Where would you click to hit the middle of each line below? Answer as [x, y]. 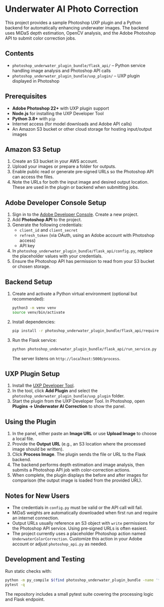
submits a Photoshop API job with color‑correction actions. [71, 470]
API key [27, 246]
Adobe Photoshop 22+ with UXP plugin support [61, 108]
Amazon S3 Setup [33, 150]
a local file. [23, 439]
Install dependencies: [34, 322]
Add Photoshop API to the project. [47, 220]
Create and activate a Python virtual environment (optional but [75, 294]
